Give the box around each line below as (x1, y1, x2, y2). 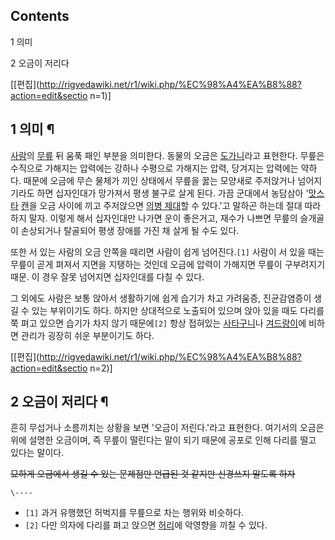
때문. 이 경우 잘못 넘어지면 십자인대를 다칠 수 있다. (10, 270, 205, 283)
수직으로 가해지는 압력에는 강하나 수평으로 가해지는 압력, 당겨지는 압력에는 (10, 162, 299, 174)
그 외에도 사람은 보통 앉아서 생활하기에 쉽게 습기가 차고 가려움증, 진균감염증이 (10, 292, 312, 304)
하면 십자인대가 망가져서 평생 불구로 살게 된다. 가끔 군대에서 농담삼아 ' (36, 187, 309, 199)
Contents (10, 8, 70, 25)
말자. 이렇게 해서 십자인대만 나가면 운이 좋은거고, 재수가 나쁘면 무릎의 (28, 212, 298, 224)
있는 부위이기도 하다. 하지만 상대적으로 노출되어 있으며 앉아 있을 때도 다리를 (31, 304, 325, 316)
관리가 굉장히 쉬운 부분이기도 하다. (20, 329, 155, 341)
